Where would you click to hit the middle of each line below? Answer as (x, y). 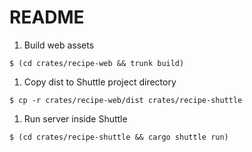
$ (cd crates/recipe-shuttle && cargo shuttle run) (119, 137)
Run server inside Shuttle (75, 118)
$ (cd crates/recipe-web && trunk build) (97, 63)
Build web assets (59, 45)
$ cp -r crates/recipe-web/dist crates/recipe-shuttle (126, 100)
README (47, 17)
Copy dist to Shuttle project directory (100, 82)
